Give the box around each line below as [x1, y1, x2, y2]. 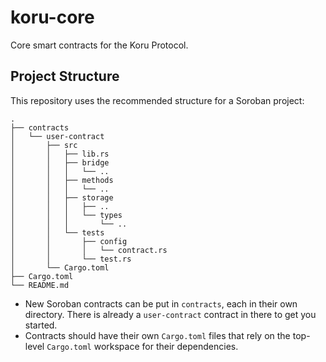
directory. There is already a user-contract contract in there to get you [24, 308, 317, 320]
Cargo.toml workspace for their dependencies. [46, 340, 239, 352]
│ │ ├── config [10, 236, 128, 246]
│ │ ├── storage [10, 192, 114, 203]
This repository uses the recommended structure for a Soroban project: [10, 94, 305, 106]
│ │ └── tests [10, 227, 105, 238]
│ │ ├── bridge [10, 157, 110, 168]
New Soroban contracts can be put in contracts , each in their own [24, 297, 298, 310]
